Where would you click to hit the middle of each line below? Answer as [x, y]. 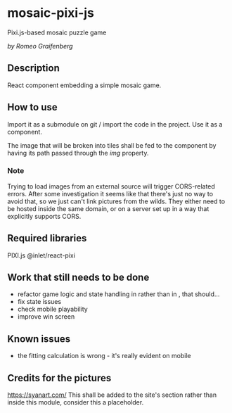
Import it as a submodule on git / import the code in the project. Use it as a [115, 124]
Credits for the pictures [59, 378]
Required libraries [47, 238]
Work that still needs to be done [78, 278]
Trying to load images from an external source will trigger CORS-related [111, 186]
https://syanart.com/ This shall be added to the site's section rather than [112, 395]
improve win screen [46, 317]
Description [33, 68]
